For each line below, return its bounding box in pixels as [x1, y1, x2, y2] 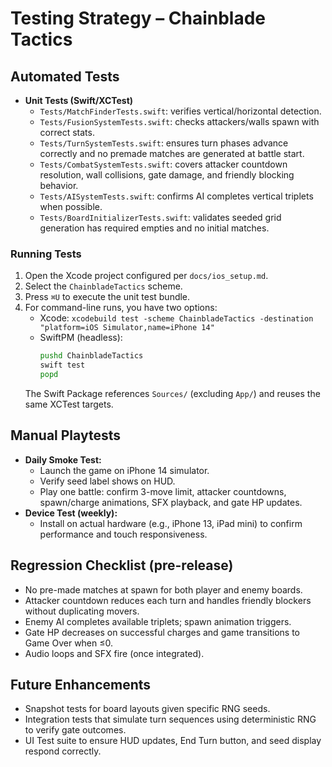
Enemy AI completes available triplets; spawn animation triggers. [24, 615, 292, 627]
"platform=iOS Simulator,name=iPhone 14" [39, 323, 215, 333]
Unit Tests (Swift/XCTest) [24, 95, 134, 106]
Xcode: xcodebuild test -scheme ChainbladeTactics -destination [39, 312, 314, 324]
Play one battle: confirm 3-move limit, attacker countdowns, [39, 485, 287, 497]
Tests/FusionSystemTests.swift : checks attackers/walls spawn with [39, 116, 320, 127]
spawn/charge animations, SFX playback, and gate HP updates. [39, 496, 303, 508]
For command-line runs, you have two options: [24, 302, 218, 314]
